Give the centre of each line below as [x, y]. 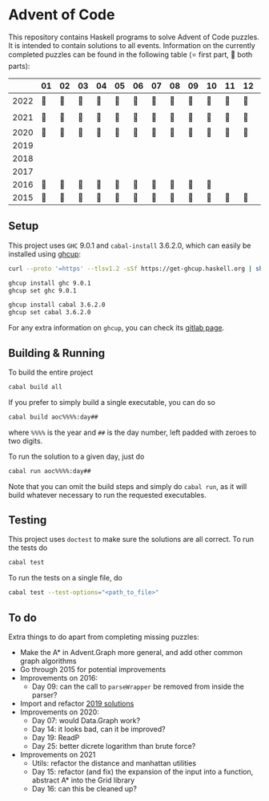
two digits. [26, 441]
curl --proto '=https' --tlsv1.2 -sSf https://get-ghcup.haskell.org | [130, 269]
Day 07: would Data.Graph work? [86, 720]
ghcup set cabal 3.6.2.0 [50, 313]
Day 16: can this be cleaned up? [84, 788]
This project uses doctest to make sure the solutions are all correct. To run [131, 540]
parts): [19, 66]
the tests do [28, 548]
